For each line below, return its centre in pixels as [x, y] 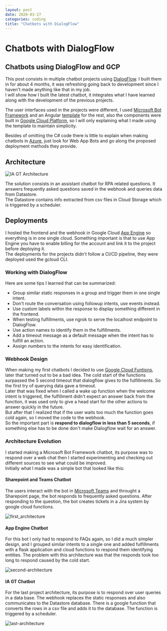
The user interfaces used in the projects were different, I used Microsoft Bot [83, 110]
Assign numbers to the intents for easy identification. [67, 346]
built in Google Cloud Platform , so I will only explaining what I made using [81, 121]
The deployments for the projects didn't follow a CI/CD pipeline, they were [82, 254]
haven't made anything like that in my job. [48, 90]
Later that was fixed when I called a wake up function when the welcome [80, 391]
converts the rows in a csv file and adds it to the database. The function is [81, 608]
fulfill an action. [28, 341]
